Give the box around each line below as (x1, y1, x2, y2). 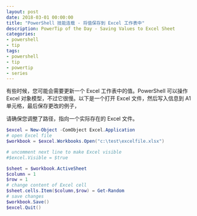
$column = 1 (6, 171, 36, 177)
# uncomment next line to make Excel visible (6, 149, 122, 155)
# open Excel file (6, 133, 52, 139)
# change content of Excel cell (6, 182, 87, 188)
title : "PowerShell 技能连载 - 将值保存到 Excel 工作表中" (6, 20, 145, 26)
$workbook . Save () (6, 199, 50, 205)
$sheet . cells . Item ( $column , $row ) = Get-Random (6, 188, 125, 194)
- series (6, 70, 28, 76)
